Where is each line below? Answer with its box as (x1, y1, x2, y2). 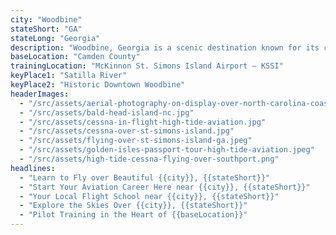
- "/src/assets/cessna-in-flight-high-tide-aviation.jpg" (19, 117, 267, 127)
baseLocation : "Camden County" (10, 52, 141, 62)
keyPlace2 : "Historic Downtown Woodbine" (10, 80, 186, 90)
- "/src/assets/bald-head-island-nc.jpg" (19, 107, 195, 118)
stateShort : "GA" (10, 24, 83, 34)
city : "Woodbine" (10, 14, 83, 25)
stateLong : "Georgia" (10, 33, 101, 43)
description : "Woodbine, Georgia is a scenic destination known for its (10, 42, 320, 53)
